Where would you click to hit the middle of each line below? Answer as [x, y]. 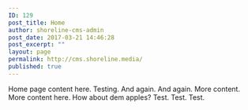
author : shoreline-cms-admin [56, 30]
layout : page [30, 52]
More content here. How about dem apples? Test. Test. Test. [107, 97]
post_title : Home [37, 23]
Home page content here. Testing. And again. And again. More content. [124, 89]
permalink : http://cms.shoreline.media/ [76, 60]
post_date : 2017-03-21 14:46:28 [61, 37]
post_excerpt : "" [37, 45]
